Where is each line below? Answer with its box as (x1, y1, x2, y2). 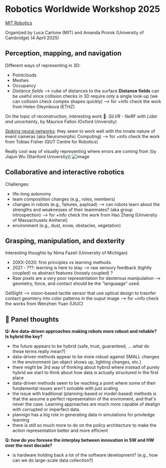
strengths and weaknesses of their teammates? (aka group (12, 206, 133, 212)
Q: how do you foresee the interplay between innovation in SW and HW (5, 437, 155, 443)
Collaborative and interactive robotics (5, 168, 125, 177)
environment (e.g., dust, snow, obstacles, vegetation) (12, 222, 121, 228)
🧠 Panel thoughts (5, 315, 59, 324)
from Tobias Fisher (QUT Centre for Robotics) (5, 138, 98, 144)
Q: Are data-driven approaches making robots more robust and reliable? (5, 329, 157, 334)
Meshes (12, 77, 29, 83)
